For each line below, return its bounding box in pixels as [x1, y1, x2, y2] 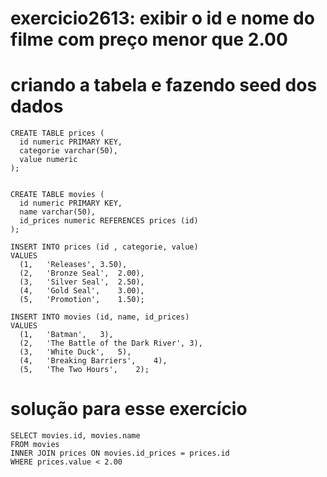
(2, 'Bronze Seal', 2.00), [19, 268, 145, 279]
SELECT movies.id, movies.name [10, 431, 141, 441]
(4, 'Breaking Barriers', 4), [19, 356, 168, 366]
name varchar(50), [19, 207, 97, 217]
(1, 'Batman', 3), [19, 330, 114, 340]
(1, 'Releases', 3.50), [19, 260, 128, 270]
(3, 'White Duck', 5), [19, 347, 132, 357]
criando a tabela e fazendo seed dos [10, 74, 318, 97]
